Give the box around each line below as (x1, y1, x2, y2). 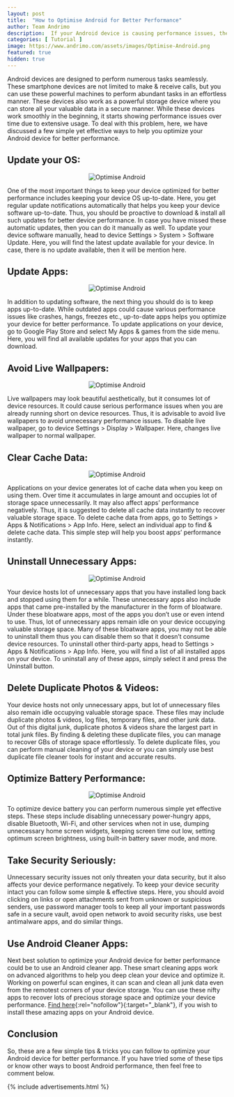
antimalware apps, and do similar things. (7, 918, 123, 926)
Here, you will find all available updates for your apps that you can (7, 335, 197, 343)
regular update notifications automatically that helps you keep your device (7, 201, 220, 209)
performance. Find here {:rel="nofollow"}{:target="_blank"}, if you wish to (7, 1001, 218, 1009)
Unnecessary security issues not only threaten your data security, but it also (7, 873, 226, 882)
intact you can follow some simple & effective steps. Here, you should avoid (7, 888, 224, 896)
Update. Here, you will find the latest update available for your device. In (7, 238, 214, 246)
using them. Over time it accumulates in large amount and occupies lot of (7, 491, 217, 499)
